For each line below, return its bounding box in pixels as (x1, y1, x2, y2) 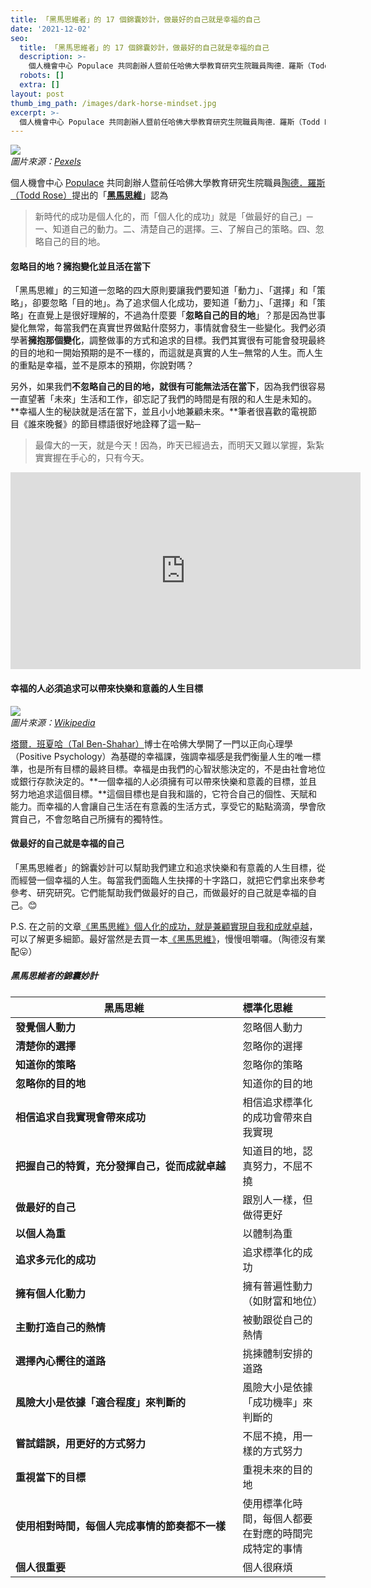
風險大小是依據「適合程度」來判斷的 (15, 1395, 187, 1409)
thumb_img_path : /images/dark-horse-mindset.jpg (10, 98, 217, 108)
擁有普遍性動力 (242, 1279, 313, 1293)
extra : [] (19, 80, 60, 90)
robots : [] (19, 71, 65, 81)
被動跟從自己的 (242, 1312, 313, 1326)
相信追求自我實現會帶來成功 (15, 1110, 147, 1124)
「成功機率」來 (242, 1395, 313, 1409)
